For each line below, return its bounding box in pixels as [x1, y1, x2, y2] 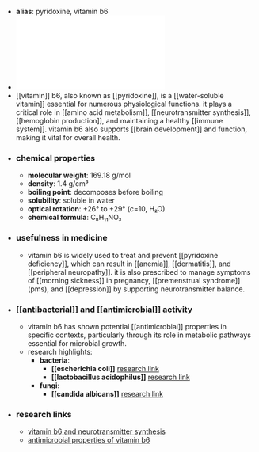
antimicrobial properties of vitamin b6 [27, 435, 150, 445]
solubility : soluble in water [27, 196, 115, 205]
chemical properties [15, 152, 96, 163]
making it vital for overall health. [15, 133, 120, 142]
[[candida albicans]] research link [51, 389, 164, 398]
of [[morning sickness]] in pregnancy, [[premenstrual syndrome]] [27, 275, 241, 285]
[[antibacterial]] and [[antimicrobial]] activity [15, 304, 192, 315]
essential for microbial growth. [27, 338, 127, 348]
